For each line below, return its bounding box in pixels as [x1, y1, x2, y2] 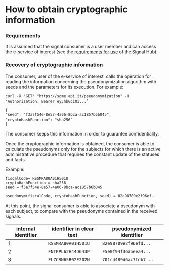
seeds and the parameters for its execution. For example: [5, 84, 124, 90]
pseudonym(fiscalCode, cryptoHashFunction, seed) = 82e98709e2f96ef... [5, 193, 158, 198]
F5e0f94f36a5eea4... [102, 248, 151, 254]
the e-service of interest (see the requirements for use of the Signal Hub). [5, 49, 158, 55]
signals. [5, 213, 22, 219]
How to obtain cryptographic [5, 4, 128, 15]
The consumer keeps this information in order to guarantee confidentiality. [5, 130, 159, 137]
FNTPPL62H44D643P [48, 248, 90, 254]
